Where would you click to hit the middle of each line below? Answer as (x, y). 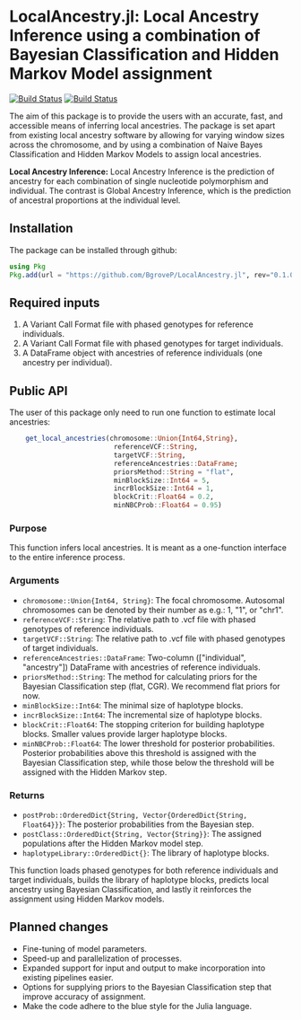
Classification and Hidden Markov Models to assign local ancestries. (135, 154)
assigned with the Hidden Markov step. (95, 772)
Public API (39, 391)
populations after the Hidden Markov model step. (113, 843)
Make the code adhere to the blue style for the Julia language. (137, 1006)
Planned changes (59, 927)
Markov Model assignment (111, 74)
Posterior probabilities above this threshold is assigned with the (139, 752)
